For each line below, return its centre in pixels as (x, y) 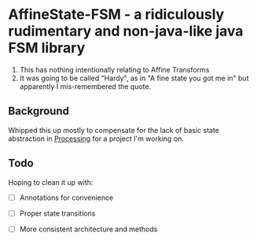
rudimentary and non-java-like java (126, 31)
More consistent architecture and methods (88, 229)
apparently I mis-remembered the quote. (85, 86)
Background (39, 111)
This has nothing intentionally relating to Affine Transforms (114, 69)
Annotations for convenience (66, 198)
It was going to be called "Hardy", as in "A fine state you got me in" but (134, 78)
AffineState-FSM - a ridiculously (116, 15)
